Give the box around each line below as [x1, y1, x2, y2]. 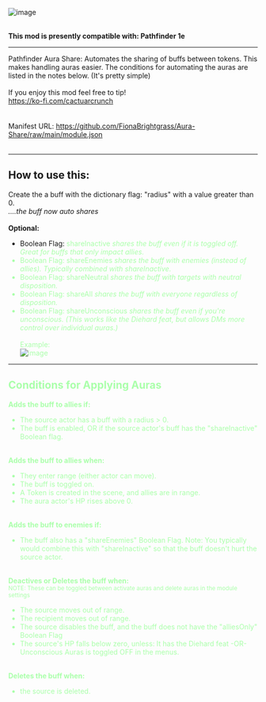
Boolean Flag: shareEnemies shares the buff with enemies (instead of [19, 255, 247, 265]
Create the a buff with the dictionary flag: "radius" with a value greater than [8, 189, 254, 199]
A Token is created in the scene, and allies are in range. [19, 487, 200, 497]
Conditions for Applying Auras [8, 379, 162, 392]
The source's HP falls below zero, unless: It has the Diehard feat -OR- [19, 639, 247, 648]
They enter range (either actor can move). [19, 471, 157, 480]
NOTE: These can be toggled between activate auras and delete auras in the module [8, 584, 237, 592]
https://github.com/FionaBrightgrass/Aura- [55, 121, 196, 131]
